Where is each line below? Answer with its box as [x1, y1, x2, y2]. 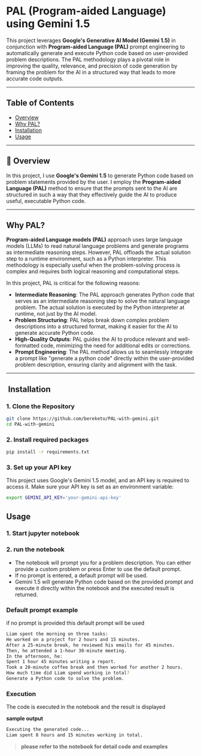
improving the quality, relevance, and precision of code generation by [6, 62, 178, 69]
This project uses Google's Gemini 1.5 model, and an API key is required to [6, 477, 190, 484]
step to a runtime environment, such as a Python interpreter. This [6, 255, 166, 262]
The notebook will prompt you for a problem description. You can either [14, 559, 191, 566]
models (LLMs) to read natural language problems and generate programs [6, 243, 189, 250]
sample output [6, 715, 44, 722]
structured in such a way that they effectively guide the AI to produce [6, 190, 177, 198]
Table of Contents [6, 98, 75, 108]
